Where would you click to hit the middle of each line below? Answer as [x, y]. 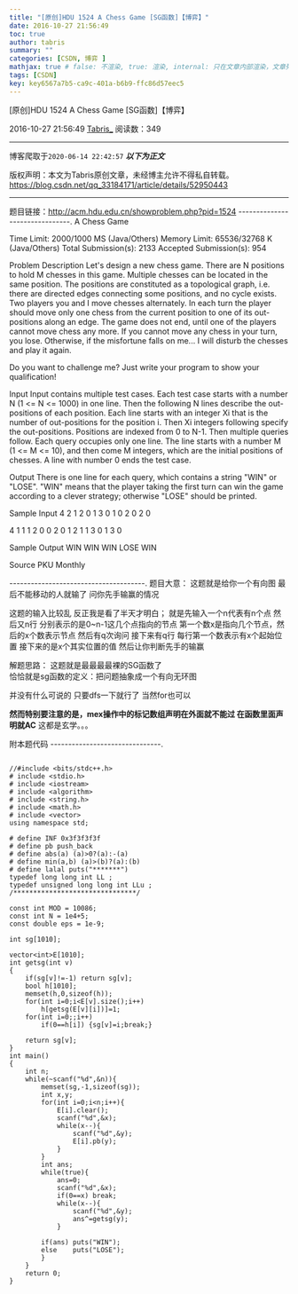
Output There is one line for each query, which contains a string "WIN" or [143, 477]
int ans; [57, 1164]
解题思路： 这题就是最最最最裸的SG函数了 [86, 665]
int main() [29, 1056]
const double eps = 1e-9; [57, 924]
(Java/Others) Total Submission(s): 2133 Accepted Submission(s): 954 [138, 248]
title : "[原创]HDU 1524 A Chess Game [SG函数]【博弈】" [110, 17]
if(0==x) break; [86, 1195]
